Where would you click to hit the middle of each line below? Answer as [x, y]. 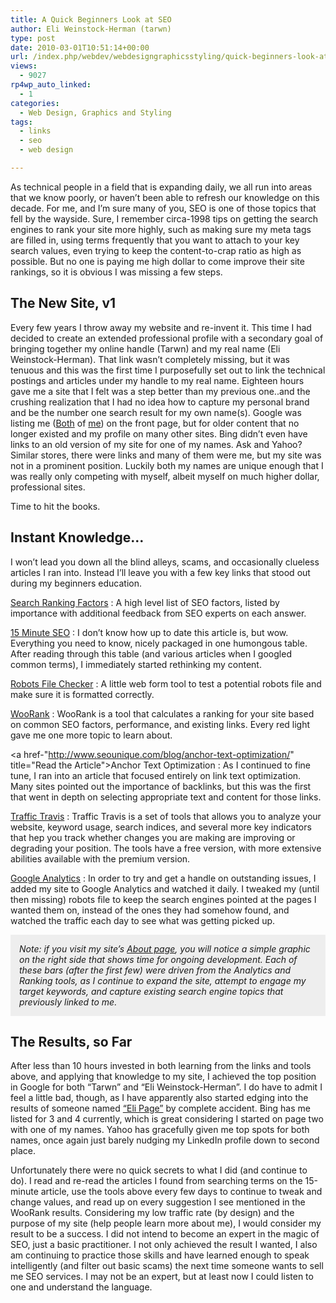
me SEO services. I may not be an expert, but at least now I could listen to [162, 1277]
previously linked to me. [68, 1002]
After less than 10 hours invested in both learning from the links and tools [161, 1066]
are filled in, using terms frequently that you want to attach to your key [155, 240]
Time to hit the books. [55, 506]
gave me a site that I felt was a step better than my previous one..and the [160, 391]
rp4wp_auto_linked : [51, 85]
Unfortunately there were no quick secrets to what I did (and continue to [159, 1170]
